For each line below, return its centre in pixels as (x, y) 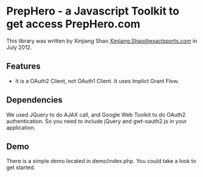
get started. (21, 167)
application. (21, 127)
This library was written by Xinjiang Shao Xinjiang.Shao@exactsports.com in (102, 41)
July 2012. (19, 47)
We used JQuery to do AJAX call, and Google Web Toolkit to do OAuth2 (96, 115)
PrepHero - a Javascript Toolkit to (93, 11)
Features (23, 66)
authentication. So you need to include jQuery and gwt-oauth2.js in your (97, 121)
